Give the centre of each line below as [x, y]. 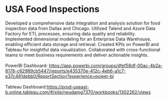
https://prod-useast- [68, 86]
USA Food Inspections [52, 9]
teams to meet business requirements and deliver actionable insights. [77, 55]
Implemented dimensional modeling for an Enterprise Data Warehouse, [78, 39]
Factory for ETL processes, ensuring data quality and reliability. [71, 33]
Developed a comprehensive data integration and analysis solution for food [83, 23]
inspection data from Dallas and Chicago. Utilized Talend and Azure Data [80, 28]
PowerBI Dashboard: [26, 65]
